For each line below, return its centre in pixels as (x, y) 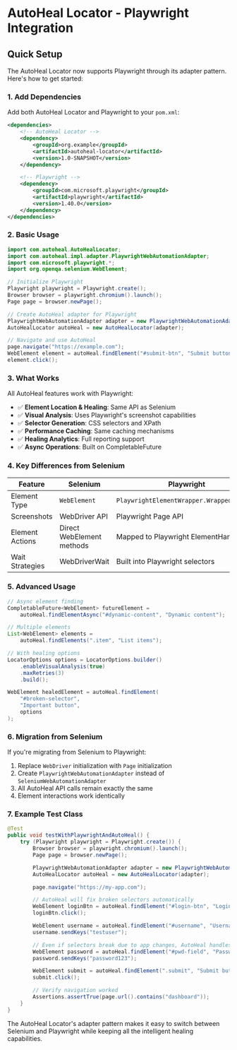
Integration (41, 28)
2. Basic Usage (34, 235)
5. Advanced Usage (42, 586)
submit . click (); (56, 978)
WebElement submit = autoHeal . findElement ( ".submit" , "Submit (126, 971)
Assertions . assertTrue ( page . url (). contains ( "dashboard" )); (121, 997)
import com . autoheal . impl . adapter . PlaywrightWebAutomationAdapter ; (109, 256)
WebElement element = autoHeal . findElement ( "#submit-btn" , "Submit (109, 354)
